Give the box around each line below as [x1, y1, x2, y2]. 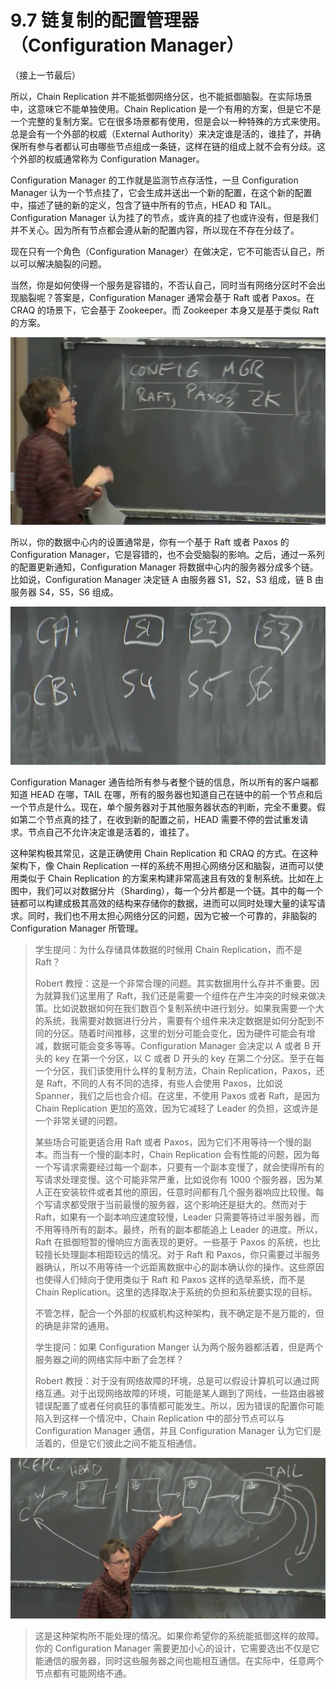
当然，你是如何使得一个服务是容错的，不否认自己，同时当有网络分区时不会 [10, 279, 317, 291]
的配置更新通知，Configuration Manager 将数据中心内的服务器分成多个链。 [10, 561, 319, 573]
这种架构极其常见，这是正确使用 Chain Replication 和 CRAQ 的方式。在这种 [10, 847, 318, 860]
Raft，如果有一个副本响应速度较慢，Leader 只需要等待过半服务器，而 [34, 1211, 320, 1223]
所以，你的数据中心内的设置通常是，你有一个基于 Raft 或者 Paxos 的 [10, 536, 290, 548]
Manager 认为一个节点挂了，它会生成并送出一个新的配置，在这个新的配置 [10, 186, 313, 198]
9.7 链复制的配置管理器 [10, 9, 199, 32]
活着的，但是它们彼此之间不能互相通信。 [34, 1437, 202, 1450]
